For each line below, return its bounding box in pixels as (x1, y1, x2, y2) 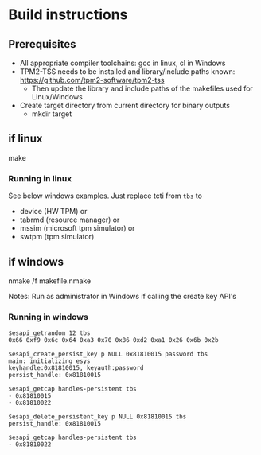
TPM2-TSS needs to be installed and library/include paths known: (19, 67, 236, 76)
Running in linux (8, 173, 72, 184)
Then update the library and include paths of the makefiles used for (31, 84, 253, 93)
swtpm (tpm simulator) (19, 232, 95, 242)
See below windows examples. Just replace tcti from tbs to (8, 191, 203, 200)
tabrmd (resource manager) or (19, 215, 120, 224)
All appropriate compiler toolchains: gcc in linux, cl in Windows (19, 58, 226, 68)
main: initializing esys (8, 357, 91, 365)
